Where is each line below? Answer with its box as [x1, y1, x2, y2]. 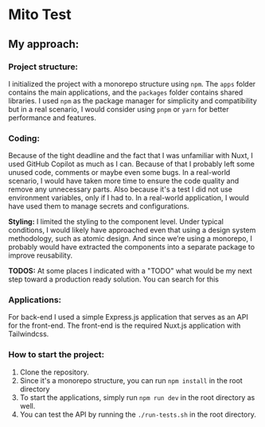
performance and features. [8, 113, 97, 122]
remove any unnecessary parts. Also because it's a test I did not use [8, 184, 233, 194]
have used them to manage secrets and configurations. [8, 201, 189, 212]
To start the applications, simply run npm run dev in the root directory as [19, 392, 255, 402]
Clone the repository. [19, 367, 89, 377]
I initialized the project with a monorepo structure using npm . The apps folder [8, 79, 256, 88]
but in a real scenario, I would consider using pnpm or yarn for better [8, 104, 229, 114]
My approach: [8, 37, 80, 51]
